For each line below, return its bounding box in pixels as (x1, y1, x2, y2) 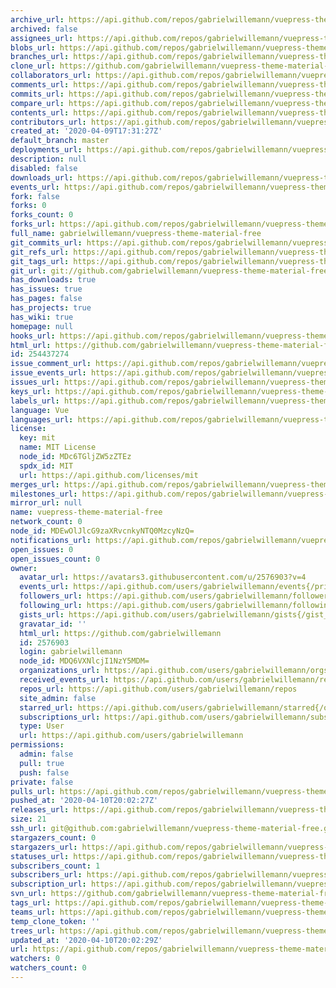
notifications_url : (10, 535, 92, 545)
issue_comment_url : (10, 359, 92, 369)
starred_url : (19, 702, 74, 713)
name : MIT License (19, 442, 97, 453)
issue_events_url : (10, 368, 87, 378)
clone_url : (10, 61, 56, 71)
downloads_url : (10, 172, 74, 183)
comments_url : (10, 80, 70, 90)
